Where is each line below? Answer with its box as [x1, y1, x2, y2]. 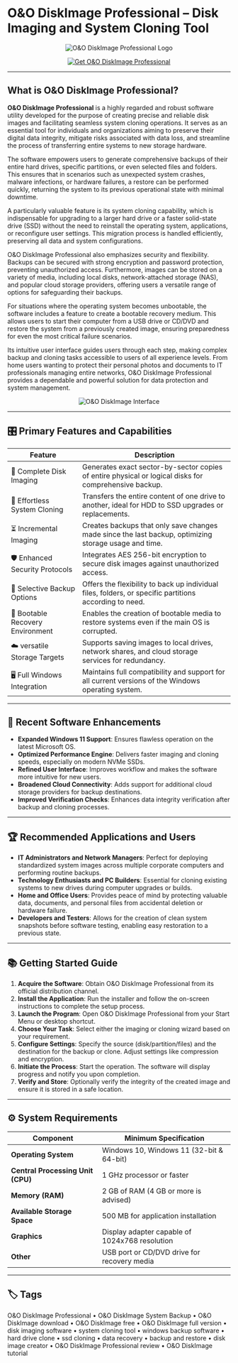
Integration [11, 681, 47, 691]
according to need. [82, 596, 145, 606]
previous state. [17, 929, 62, 938]
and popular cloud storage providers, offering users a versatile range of [7, 280, 217, 289]
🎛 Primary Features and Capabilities [7, 425, 172, 437]
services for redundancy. [82, 655, 166, 665]
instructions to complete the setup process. [17, 1002, 145, 1010]
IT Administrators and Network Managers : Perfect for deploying [17, 853, 208, 862]
